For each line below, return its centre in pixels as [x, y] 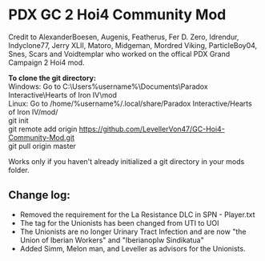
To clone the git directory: [52, 78]
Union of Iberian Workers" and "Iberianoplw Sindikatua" [112, 240]
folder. [19, 170]
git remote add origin [43, 129]
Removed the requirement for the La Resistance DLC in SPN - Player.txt [137, 215]
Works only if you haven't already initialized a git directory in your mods [126, 161]
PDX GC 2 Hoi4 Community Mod [117, 15]
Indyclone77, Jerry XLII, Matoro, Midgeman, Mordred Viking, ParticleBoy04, [133, 45]
